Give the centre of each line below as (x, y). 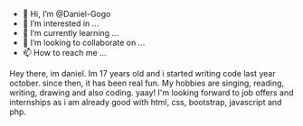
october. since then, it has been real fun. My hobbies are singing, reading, (147, 83)
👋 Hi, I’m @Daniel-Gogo (66, 14)
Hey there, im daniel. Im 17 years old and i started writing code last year (142, 73)
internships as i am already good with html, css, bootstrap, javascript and (146, 102)
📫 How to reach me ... (64, 53)
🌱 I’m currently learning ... (71, 33)
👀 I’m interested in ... (61, 23)
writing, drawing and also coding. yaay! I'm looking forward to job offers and (151, 93)
